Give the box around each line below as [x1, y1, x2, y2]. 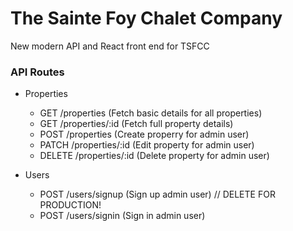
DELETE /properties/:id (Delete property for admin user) [39, 150, 270, 162]
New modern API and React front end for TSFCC [10, 40, 210, 52]
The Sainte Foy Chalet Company [10, 7, 283, 30]
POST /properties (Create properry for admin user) [39, 128, 250, 141]
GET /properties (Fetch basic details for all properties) [39, 107, 263, 119]
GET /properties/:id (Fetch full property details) [39, 118, 234, 130]
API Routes [10, 65, 65, 79]
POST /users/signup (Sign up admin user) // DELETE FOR [39, 188, 276, 201]
